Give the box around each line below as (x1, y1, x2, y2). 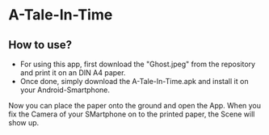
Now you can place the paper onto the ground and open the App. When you (8, 101, 261, 110)
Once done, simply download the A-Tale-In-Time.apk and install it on (19, 77, 249, 86)
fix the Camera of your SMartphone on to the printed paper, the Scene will (8, 109, 255, 119)
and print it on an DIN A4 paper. (19, 68, 126, 78)
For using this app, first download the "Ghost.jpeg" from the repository (19, 59, 256, 69)
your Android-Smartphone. (19, 85, 111, 95)
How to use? (8, 38, 73, 52)
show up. (8, 118, 40, 127)
